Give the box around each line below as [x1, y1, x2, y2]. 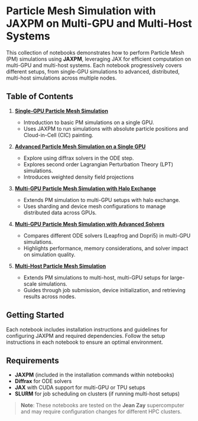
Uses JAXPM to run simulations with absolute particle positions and [23, 125, 189, 132]
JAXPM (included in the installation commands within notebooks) [14, 371, 174, 378]
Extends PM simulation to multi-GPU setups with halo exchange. [23, 196, 180, 203]
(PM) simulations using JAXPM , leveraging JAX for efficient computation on [6, 55, 191, 62]
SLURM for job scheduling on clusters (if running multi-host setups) [14, 390, 180, 397]
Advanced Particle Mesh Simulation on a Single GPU [14, 143, 146, 150]
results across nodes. [23, 293, 76, 300]
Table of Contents [6, 91, 74, 102]
